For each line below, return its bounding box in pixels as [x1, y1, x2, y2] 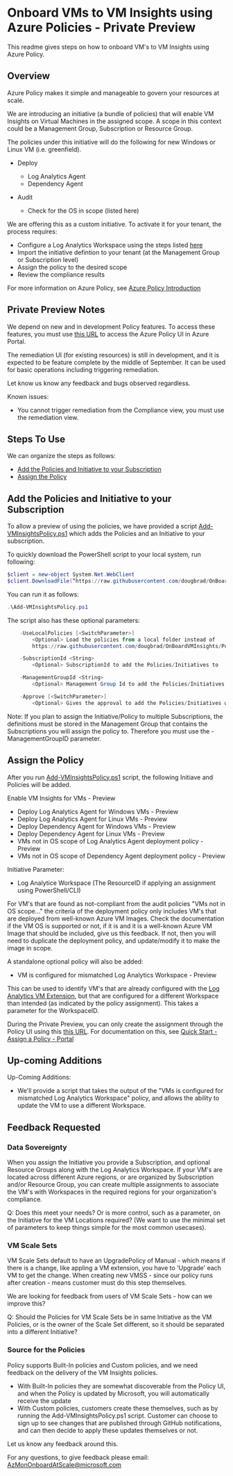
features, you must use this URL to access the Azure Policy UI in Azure [7, 330, 209, 338]
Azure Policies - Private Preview [7, 19, 196, 35]
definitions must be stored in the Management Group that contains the [7, 720, 208, 728]
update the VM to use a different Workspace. [17, 1101, 146, 1110]
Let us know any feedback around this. [7, 1439, 119, 1447]
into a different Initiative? [7, 1328, 78, 1336]
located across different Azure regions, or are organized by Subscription [7, 1173, 214, 1181]
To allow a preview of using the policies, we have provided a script [7, 522, 198, 530]
